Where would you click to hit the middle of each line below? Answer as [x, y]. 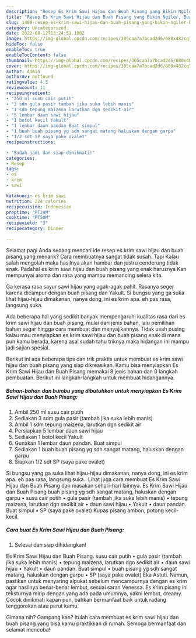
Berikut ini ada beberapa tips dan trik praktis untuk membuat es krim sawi [94, 359]
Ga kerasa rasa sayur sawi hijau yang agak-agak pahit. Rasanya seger [90, 286]
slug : [13, 22]
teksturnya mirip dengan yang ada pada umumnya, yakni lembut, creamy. [94, 593]
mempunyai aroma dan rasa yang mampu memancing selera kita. [85, 275]
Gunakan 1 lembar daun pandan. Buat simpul [68, 443]
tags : [13, 169]
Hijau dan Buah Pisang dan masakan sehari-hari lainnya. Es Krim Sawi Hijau [97, 485]
